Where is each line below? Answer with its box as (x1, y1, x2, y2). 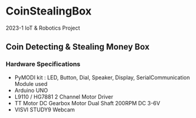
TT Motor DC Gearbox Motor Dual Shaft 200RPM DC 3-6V (14, 99, 160, 107)
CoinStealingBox (5, 4, 92, 18)
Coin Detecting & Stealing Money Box (5, 42, 150, 52)
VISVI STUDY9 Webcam (14, 106, 75, 113)
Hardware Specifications (5, 60, 81, 68)
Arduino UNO (14, 87, 49, 94)
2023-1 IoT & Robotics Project (5, 24, 80, 31)
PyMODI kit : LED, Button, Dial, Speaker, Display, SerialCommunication (14, 74, 191, 81)
